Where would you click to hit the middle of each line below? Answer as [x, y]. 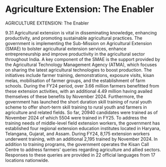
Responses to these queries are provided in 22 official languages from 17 [80, 155]
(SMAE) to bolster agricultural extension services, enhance [66, 48]
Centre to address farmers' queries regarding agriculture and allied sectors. [83, 149]
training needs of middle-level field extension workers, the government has [82, 123]
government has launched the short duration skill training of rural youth [78, 101]
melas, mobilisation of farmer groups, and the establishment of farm [75, 80]
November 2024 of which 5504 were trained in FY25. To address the [76, 117]
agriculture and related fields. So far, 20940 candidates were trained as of [81, 112]
